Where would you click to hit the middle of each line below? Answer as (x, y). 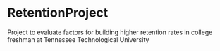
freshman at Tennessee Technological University (78, 39)
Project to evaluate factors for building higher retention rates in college (110, 32)
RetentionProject (58, 13)
